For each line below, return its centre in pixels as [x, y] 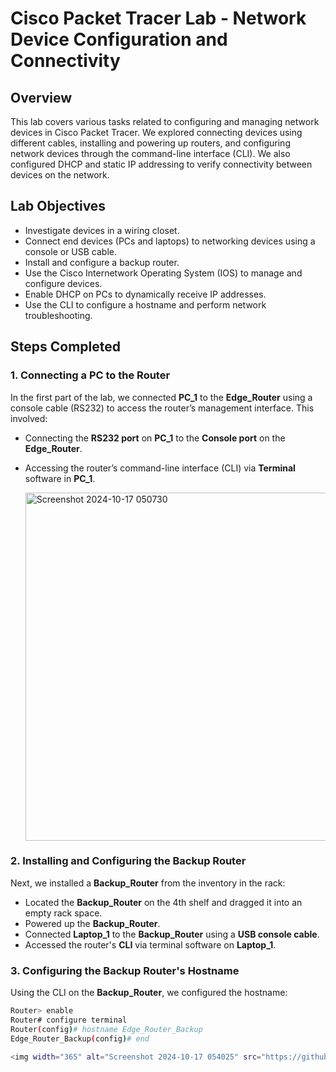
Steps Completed [65, 347]
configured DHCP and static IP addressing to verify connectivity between [161, 164]
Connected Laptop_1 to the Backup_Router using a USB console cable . [172, 934]
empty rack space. [63, 913]
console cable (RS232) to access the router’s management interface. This [162, 408]
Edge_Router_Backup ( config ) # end [80, 1038]
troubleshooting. [58, 315]
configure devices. [63, 283]
